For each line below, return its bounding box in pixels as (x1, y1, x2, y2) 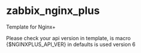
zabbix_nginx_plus (6, 4, 100, 17)
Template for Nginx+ (6, 23, 56, 30)
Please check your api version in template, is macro (6, 34, 131, 41)
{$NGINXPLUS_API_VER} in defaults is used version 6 (6, 41, 136, 48)
